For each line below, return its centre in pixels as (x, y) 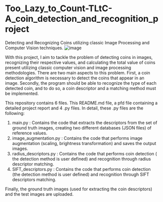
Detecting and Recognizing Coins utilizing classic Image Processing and (77, 42)
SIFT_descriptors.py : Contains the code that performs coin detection (81, 169)
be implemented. (22, 93)
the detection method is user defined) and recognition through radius (81, 159)
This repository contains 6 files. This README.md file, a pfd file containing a (81, 103)
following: (15, 113)
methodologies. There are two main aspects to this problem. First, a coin (78, 73)
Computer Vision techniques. (34, 48)
